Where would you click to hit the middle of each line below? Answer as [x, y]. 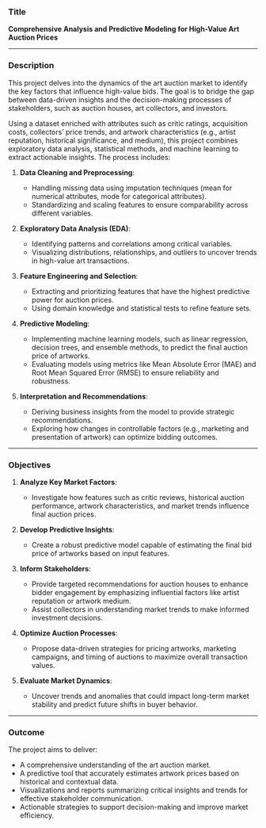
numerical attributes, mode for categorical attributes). [119, 196]
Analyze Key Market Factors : [68, 482]
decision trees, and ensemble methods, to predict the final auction [139, 347]
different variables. [62, 213]
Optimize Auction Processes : [68, 633]
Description [31, 66]
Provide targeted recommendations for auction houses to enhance [140, 584]
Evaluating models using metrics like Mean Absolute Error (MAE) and [144, 364]
